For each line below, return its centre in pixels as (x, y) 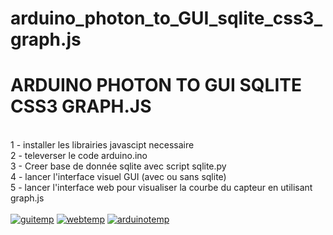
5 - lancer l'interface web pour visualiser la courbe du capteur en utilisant (161, 188)
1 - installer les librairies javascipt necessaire (102, 145)
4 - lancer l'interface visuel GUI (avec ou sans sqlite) (118, 177)
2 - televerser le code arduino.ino (79, 156)
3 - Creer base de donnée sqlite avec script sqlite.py (118, 166)
